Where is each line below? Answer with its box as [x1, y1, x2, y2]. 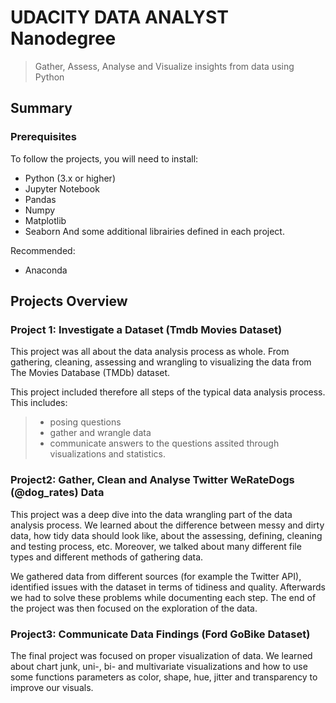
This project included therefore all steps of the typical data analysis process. [10, 386, 326, 398]
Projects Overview [10, 293, 128, 310]
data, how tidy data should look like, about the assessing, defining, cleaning [10, 529, 323, 541]
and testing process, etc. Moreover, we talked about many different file [10, 540, 302, 552]
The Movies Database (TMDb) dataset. [10, 367, 171, 379]
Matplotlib [24, 214, 67, 226]
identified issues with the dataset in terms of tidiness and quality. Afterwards [10, 581, 326, 593]
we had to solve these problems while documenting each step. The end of [10, 591, 317, 603]
